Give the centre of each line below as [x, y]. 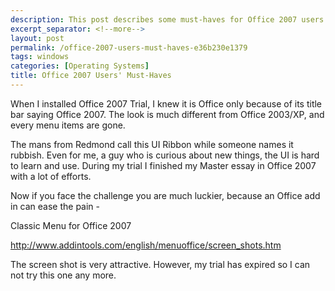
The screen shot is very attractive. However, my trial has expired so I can [160, 264]
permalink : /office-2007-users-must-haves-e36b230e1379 [129, 47]
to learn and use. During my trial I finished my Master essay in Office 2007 [163, 165]
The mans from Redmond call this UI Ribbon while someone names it [152, 144]
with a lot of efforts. [51, 176]
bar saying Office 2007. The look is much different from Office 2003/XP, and [167, 114]
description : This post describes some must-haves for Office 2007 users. [169, 19]
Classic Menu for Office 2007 [71, 225]
